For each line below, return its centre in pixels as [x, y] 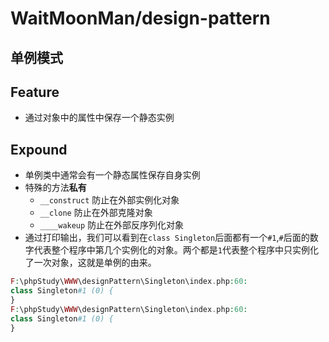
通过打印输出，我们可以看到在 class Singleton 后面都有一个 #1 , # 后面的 [167, 238]
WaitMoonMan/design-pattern [140, 18]
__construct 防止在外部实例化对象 [109, 200]
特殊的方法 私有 [55, 188]
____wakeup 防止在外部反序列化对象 [112, 225]
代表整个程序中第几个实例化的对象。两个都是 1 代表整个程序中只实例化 [176, 250]
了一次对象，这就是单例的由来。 [90, 263]
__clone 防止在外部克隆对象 [96, 213]
